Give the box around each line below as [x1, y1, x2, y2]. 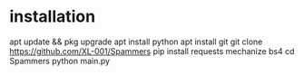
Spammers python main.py [9, 55, 111, 66]
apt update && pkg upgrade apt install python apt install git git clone [9, 36, 263, 47]
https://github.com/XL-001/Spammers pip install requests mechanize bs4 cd [9, 45, 295, 56]
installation [9, 6, 96, 27]
